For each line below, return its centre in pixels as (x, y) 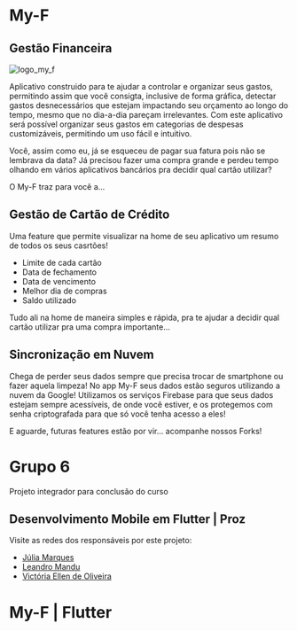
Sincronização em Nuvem (82, 355)
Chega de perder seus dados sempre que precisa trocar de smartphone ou (146, 376)
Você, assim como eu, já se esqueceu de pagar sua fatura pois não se (137, 151)
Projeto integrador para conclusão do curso (89, 491)
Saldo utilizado (49, 300)
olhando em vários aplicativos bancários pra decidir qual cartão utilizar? (141, 170)
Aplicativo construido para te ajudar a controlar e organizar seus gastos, (141, 86)
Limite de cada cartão (62, 262)
